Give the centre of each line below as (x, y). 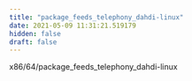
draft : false (33, 42)
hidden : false (35, 33)
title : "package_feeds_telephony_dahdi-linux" (96, 17)
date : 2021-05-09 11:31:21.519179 (73, 26)
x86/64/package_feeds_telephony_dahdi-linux (94, 67)
